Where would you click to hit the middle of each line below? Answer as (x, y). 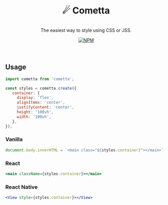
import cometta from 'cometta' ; (40, 79)
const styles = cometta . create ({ (41, 88)
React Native (22, 187)
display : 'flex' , (35, 98)
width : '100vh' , (34, 117)
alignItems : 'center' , (41, 102)
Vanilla (14, 139)
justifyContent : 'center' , (45, 107)
